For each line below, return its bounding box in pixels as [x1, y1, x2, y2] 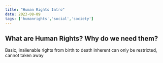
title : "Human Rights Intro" [5, 7, 65, 12]
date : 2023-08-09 [5, 12, 41, 17]
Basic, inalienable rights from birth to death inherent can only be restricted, [5, 47, 158, 53]
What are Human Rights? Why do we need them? [5, 34, 159, 42]
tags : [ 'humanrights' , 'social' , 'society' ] [5, 16, 94, 21]
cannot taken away [5, 52, 44, 59]
